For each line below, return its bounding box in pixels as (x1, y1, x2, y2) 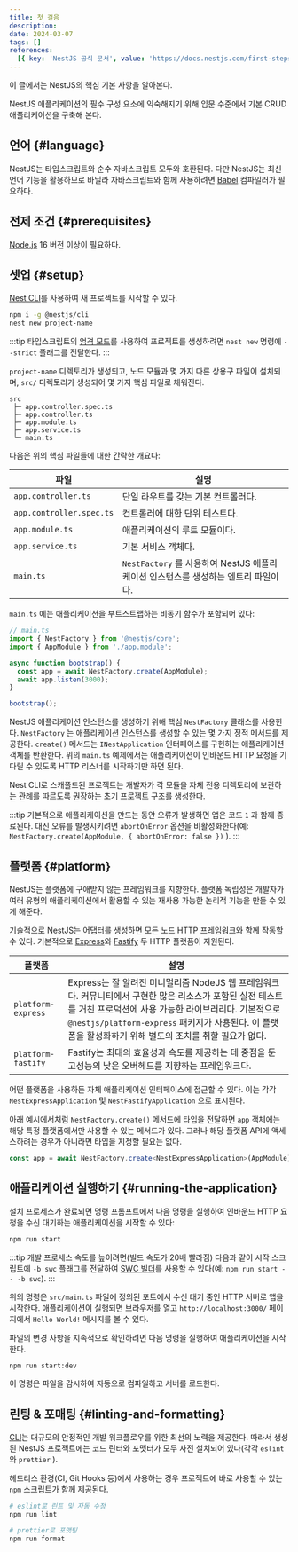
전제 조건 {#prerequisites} (9, 214, 153, 229)
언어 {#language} (9, 138, 106, 154)
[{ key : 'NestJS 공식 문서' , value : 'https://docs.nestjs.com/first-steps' (17, 54, 296, 63)
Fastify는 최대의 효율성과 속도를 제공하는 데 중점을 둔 (67, 1046, 277, 1059)
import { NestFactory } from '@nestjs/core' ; (9, 634, 180, 643)
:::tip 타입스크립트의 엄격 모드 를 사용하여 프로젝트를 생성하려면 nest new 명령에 (9, 336, 282, 347)
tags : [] (9, 37, 42, 47)
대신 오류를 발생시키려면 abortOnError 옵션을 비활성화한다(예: (35, 821, 249, 831)
